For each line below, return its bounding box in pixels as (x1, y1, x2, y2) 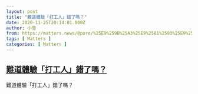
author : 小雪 (6, 25, 37, 31)
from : (6, 31, 19, 36)
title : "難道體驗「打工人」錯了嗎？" (6, 14, 87, 20)
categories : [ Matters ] (6, 42, 67, 48)
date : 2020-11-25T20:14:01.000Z (6, 19, 85, 25)
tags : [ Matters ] (6, 36, 51, 42)
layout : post (6, 8, 38, 15)
